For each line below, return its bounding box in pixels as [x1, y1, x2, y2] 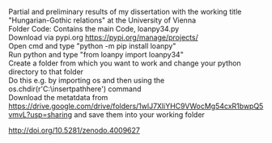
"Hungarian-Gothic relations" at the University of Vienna [8, 15, 197, 25]
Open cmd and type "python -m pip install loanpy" [8, 41, 176, 51]
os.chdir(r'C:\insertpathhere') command [8, 84, 142, 94]
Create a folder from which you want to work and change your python [8, 58, 241, 68]
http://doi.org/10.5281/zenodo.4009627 [8, 125, 140, 135]
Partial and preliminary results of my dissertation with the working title [8, 7, 242, 16]
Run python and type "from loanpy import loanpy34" [8, 50, 184, 59]
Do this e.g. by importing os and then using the [8, 76, 165, 85]
